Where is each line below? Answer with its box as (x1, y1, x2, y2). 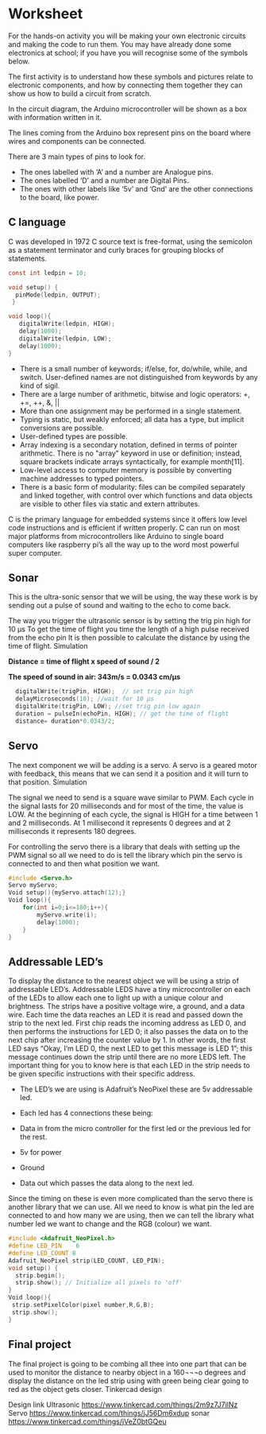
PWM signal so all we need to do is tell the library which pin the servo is (8, 850, 243, 859)
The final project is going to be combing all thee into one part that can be (8, 1358, 247, 1368)
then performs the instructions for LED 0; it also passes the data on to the (8, 1027, 249, 1037)
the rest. (19, 1132, 48, 1141)
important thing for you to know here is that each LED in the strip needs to (8, 1060, 250, 1070)
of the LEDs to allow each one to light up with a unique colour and (8, 993, 224, 1002)
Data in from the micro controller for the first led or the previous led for (19, 1124, 252, 1134)
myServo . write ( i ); (37, 911, 98, 919)
